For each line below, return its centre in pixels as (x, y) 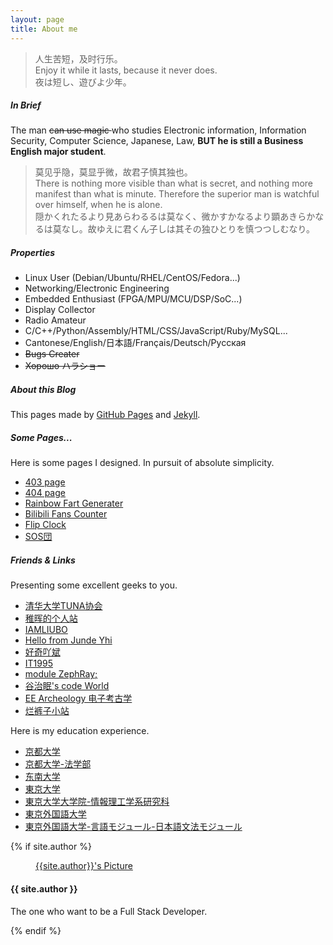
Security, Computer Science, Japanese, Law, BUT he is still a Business (157, 141)
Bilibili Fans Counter (66, 514)
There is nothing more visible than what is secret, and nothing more (174, 183)
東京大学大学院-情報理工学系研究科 (97, 802)
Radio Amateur (55, 320)
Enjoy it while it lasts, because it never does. (126, 70)
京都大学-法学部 (58, 764)
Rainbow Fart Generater (74, 503)
